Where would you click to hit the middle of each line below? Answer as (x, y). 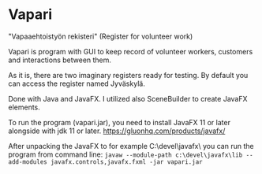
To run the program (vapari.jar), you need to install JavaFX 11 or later (120, 122)
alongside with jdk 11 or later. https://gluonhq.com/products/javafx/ (117, 131)
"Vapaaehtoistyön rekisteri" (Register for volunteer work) (101, 36)
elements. (24, 107)
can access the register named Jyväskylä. (77, 83)
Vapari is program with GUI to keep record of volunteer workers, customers (131, 51)
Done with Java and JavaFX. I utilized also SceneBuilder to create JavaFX (128, 98)
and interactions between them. (60, 60)
